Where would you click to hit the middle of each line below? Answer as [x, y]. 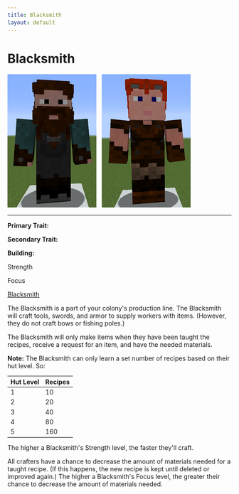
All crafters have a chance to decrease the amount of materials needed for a [119, 461]
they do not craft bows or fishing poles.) [66, 323]
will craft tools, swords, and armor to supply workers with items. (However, [117, 316]
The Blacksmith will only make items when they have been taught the [108, 337]
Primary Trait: [28, 226]
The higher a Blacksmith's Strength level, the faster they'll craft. [101, 447]
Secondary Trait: [33, 240]
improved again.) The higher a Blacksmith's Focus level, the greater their [114, 476]
